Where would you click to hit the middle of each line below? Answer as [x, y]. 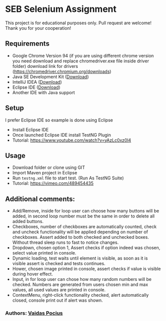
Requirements [27, 44]
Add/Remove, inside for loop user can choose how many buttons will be [86, 211]
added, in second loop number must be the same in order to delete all [83, 216]
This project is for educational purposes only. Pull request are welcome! [79, 23]
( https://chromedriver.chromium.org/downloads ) [62, 71]
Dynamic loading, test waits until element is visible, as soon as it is [80, 258]
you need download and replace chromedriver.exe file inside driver [81, 61]
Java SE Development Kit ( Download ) [51, 77]
